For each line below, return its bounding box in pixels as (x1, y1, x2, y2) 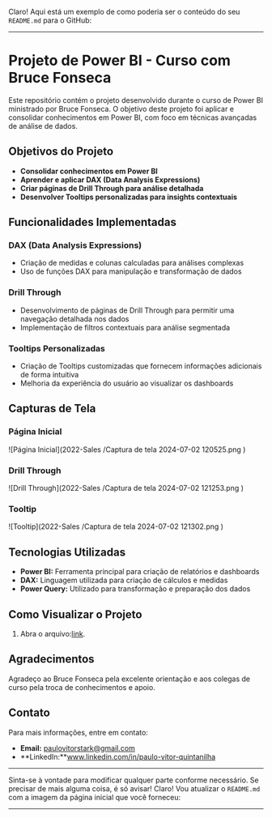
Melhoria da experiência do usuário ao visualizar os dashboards (19, 378, 234, 388)
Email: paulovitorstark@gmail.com (19, 743, 135, 752)
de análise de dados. (8, 121, 79, 130)
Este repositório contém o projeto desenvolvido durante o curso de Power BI (8, 95, 263, 104)
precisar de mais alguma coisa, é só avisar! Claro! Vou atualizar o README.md (8, 783, 261, 793)
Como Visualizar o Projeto (8, 607, 142, 621)
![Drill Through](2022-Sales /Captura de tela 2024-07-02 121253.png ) (8, 484, 244, 493)
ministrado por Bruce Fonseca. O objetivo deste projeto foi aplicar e (8, 104, 235, 113)
